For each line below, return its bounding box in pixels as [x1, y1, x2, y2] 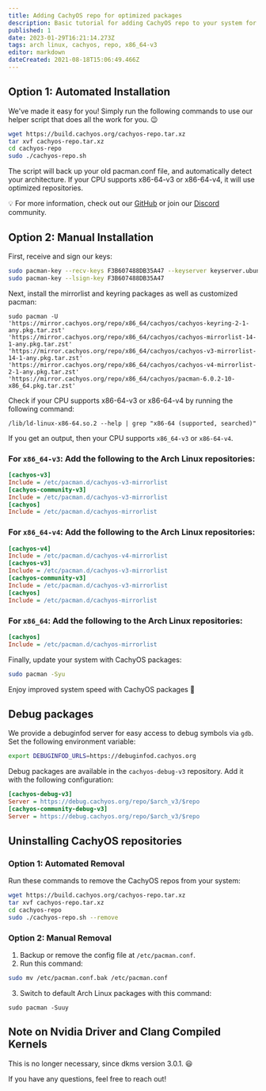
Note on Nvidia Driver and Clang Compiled [8, 1025, 222, 1039]
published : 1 [8, 26, 51, 34]
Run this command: [19, 959, 83, 968]
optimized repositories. [8, 183, 83, 193]
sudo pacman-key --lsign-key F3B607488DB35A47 [8, 274, 165, 282]
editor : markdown [8, 48, 66, 56]
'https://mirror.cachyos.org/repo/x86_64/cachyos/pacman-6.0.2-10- [8, 374, 236, 383]
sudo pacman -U [8, 312, 59, 320]
